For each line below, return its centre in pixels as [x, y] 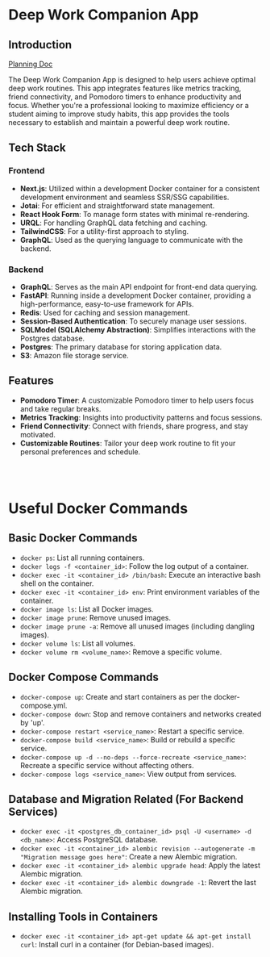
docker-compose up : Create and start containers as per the [116, 696]
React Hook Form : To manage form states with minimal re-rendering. [135, 214]
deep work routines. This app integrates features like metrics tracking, [125, 88]
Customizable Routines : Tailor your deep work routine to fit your [128, 443]
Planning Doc [31, 64]
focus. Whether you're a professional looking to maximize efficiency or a [129, 105]
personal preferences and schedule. [80, 451]
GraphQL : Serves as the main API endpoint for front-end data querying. [139, 286]
